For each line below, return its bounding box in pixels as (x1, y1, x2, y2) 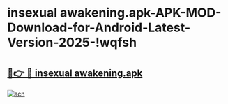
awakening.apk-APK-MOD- (59, 5, 222, 21)
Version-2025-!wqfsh (7, 35, 137, 50)
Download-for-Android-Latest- (7, 20, 191, 36)
